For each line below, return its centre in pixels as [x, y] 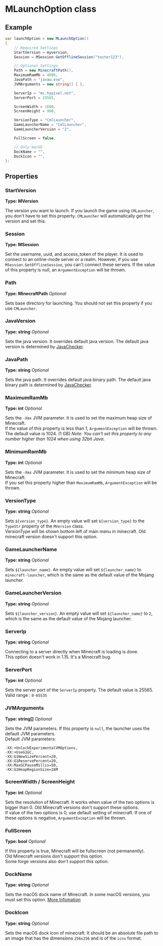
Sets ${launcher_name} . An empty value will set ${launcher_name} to [73, 570]
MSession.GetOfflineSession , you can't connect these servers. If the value [80, 265]
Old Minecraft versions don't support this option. [54, 856]
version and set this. [26, 221]
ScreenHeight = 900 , [35, 111]
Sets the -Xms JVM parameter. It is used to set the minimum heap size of [78, 472]
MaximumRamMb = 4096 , [36, 75]
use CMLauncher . [21, 308]
